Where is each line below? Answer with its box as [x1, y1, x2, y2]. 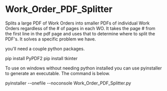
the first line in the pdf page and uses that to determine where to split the [5, 30, 156, 36]
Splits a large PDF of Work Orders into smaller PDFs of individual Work [5, 20, 150, 26]
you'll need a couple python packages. [5, 45, 85, 51]
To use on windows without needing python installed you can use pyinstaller [5, 65, 162, 71]
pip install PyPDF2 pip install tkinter [5, 55, 78, 61]
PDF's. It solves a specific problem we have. [5, 36, 96, 42]
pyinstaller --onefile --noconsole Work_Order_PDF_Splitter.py [5, 80, 131, 86]
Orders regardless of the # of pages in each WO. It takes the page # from [5, 25, 156, 31]
